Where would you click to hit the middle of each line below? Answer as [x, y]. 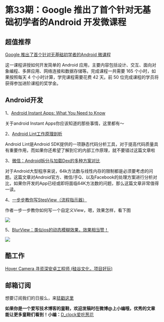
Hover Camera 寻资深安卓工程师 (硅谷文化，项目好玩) [59, 268]
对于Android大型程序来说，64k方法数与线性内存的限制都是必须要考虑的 [77, 171]
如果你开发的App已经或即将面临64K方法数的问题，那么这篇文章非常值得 [86, 183]
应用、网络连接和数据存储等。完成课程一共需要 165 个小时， [91, 71]
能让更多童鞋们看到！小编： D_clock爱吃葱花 [49, 315]
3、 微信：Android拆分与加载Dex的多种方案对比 [53, 161]
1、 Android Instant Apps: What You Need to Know [55, 113]
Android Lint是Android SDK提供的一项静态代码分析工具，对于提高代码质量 [80, 144]
